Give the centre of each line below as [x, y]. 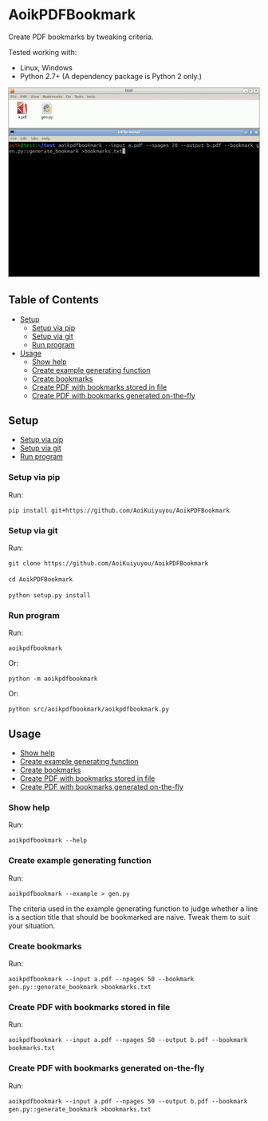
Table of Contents [54, 300]
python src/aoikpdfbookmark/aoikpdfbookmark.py [89, 709]
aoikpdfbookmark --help [48, 841]
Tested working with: [43, 52]
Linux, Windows [46, 67]
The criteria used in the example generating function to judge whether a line [133, 909]
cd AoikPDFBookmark [41, 580]
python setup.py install [49, 596]
